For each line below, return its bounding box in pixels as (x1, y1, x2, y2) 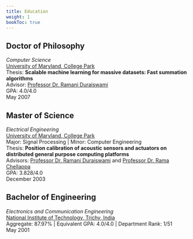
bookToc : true (6, 19, 41, 25)
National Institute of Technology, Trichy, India (6, 214, 115, 221)
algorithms (6, 75, 33, 82)
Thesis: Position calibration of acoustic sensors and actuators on (6, 145, 167, 152)
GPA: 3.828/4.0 (6, 170, 43, 176)
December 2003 (6, 175, 46, 182)
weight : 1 (6, 14, 30, 20)
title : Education (6, 8, 49, 15)
